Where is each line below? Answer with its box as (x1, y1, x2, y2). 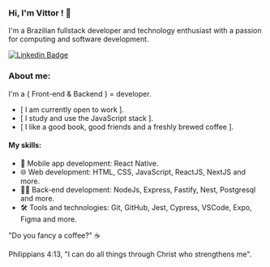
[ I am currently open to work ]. (19, 105, 124, 114)
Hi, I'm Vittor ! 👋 (8, 7, 71, 19)
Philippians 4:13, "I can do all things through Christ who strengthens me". (8, 249, 252, 259)
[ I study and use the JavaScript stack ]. (19, 113, 154, 123)
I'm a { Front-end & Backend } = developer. (8, 88, 152, 98)
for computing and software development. (8, 34, 149, 44)
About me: (8, 71, 51, 82)
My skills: (8, 140, 42, 150)
